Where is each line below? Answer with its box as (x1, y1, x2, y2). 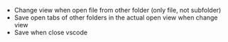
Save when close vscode (13, 28, 87, 36)
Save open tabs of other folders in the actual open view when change (13, 13, 218, 22)
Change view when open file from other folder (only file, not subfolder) (13, 6, 222, 14)
